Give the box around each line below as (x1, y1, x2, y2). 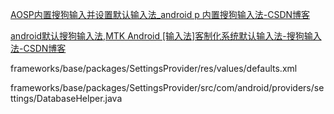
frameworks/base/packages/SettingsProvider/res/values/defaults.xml (10, 63, 298, 74)
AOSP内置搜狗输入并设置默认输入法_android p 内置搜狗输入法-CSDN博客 (10, 9, 311, 20)
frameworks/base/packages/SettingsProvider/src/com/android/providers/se (10, 82, 325, 93)
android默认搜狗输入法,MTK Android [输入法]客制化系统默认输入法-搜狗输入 (10, 30, 322, 42)
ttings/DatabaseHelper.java (10, 93, 123, 104)
